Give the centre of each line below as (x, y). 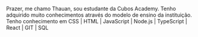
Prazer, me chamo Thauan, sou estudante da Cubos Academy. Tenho (91, 9)
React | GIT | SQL (27, 27)
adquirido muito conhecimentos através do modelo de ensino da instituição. (99, 15)
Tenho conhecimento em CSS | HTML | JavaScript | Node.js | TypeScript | (97, 21)
